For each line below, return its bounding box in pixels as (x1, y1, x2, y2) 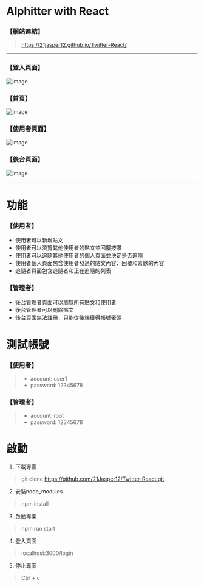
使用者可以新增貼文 (15, 236, 64, 244)
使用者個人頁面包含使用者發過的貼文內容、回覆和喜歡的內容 (15, 259, 165, 267)
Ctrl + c (21, 574, 41, 582)
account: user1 (30, 375, 67, 382)
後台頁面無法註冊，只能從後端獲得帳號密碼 (15, 314, 122, 321)
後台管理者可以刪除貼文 (15, 306, 74, 314)
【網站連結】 (6, 27, 44, 36)
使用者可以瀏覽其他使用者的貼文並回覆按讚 (15, 244, 122, 252)
